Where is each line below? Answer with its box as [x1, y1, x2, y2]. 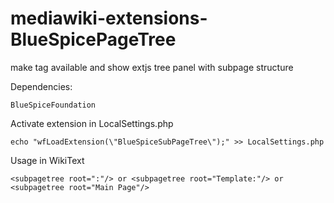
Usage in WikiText [10, 154, 85, 166]
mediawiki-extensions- [10, 7, 208, 30]
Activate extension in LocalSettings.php [10, 117, 174, 129]
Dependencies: [10, 80, 73, 92]
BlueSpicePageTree [10, 28, 177, 51]
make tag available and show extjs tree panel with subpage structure [10, 61, 294, 73]
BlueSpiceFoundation [10, 100, 97, 110]
